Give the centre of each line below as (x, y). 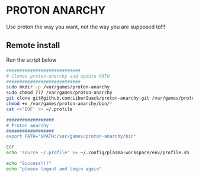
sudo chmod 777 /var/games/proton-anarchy (59, 93)
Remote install (33, 45)
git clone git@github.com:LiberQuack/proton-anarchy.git (78, 98)
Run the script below (31, 59)
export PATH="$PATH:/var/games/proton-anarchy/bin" (71, 136)
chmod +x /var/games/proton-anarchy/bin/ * (59, 104)
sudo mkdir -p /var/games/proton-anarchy (58, 87)
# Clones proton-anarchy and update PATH (58, 76)
